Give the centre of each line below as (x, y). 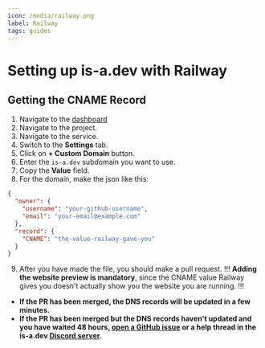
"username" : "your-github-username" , (85, 209)
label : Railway (33, 23)
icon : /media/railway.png (51, 16)
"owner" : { (33, 202)
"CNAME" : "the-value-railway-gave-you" (89, 239)
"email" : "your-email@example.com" (82, 216)
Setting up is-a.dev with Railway (118, 70)
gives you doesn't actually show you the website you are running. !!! (132, 286)
